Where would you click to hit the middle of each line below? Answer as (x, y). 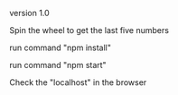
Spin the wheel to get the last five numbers (89, 30)
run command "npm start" (58, 65)
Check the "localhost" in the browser (78, 82)
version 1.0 (29, 13)
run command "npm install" (60, 47)
